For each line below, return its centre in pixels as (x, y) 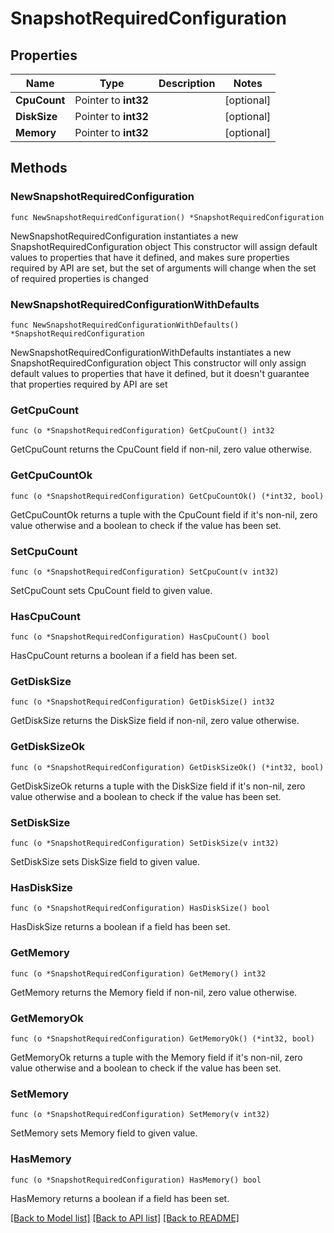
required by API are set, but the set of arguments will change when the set (163, 268)
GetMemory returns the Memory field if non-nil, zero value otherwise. (154, 992)
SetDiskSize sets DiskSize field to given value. (105, 862)
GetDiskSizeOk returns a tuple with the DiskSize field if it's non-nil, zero (158, 786)
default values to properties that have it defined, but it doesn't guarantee (160, 373)
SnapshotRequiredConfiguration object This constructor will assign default (164, 246)
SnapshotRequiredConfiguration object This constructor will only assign (158, 363)
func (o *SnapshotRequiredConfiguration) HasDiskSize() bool (140, 908)
